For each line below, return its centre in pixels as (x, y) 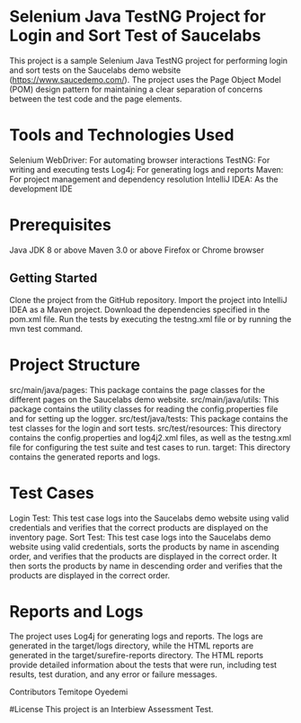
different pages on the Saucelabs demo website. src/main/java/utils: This (144, 399)
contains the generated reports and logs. (85, 457)
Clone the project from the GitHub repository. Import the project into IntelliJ (148, 299)
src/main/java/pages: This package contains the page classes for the (137, 389)
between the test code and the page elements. (96, 98)
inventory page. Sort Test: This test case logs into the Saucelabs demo (140, 537)
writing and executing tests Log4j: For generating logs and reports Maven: (146, 169)
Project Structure (75, 365)
